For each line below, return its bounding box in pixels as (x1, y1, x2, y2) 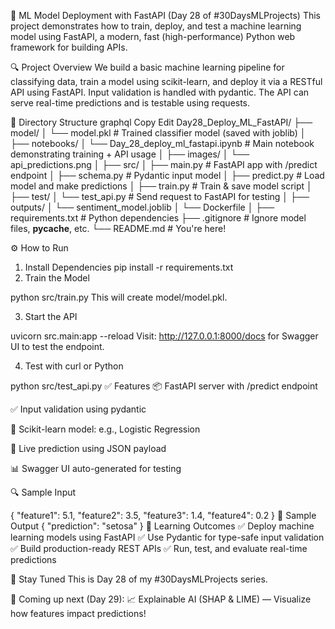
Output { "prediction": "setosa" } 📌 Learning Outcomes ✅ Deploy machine (10, 520, 315, 532)
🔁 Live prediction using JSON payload (10, 443, 167, 454)
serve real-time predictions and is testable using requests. (10, 97, 251, 109)
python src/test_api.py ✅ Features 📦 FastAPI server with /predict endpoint (10, 380, 318, 392)
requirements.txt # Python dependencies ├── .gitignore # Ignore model (10, 212, 307, 224)
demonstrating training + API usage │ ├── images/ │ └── (10, 148, 250, 160)
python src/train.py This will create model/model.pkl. (10, 291, 228, 303)
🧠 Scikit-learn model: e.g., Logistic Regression (10, 423, 201, 435)
